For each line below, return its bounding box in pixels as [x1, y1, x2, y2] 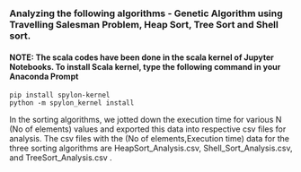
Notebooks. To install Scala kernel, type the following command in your [9, 61, 281, 72]
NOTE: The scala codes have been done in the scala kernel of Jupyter [9, 52, 274, 63]
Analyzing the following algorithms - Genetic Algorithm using [9, 7, 283, 20]
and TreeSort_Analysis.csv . [9, 152, 112, 163]
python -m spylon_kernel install [9, 99, 135, 107]
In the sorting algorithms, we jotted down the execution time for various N [9, 115, 282, 125]
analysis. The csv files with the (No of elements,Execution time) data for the [9, 133, 290, 144]
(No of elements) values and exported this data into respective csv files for [9, 124, 287, 134]
